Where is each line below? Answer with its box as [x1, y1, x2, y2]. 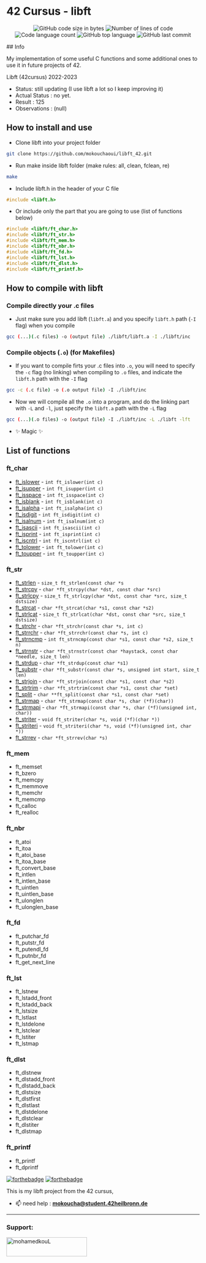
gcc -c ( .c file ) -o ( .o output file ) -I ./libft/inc [6, 387, 147, 393]
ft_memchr [15, 789, 43, 797]
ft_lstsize [15, 1007, 38, 1015]
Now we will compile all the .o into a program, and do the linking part [15, 398, 189, 405]
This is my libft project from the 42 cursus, [6, 1187, 114, 1194]
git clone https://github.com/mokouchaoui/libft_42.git [6, 150, 152, 157]
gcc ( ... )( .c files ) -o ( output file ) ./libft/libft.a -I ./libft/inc [6, 334, 191, 340]
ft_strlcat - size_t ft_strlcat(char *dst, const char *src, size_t [15, 610, 186, 618]
